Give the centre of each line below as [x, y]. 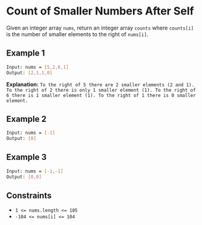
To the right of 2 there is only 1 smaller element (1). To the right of [101, 90]
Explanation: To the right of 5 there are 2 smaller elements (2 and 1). [100, 84]
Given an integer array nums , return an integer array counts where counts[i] [100, 28]
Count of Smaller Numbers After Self [100, 11]
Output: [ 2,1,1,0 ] [29, 73]
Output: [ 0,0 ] [24, 177]
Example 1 [26, 53]
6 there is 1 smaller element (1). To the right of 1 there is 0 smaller [101, 95]
